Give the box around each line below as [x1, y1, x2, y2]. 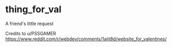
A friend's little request [5, 20, 54, 27]
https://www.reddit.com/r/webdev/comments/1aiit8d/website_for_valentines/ [5, 36, 167, 42]
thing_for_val [5, 4, 62, 15]
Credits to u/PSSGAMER [5, 30, 56, 36]
